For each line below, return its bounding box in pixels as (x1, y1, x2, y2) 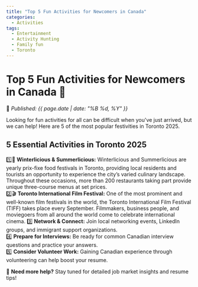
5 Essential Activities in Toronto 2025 (6, 140, 147, 150)
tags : (6, 25, 20, 31)
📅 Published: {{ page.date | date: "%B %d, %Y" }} (6, 105, 128, 112)
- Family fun (11, 42, 44, 48)
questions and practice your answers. (6, 241, 98, 249)
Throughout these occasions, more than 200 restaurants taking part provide (6, 177, 191, 184)
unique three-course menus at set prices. (6, 183, 108, 190)
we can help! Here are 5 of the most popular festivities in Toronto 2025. (6, 122, 180, 130)
